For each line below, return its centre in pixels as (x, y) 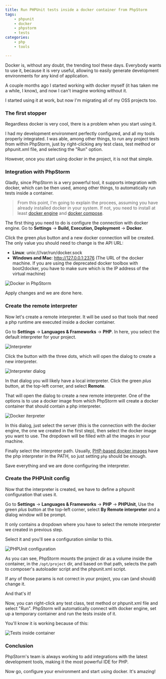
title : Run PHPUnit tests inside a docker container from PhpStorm (76, 10)
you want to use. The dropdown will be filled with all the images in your (78, 436)
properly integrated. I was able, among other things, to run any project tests (82, 138)
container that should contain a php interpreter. (53, 406)
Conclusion (19, 646)
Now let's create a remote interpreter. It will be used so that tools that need (82, 317)
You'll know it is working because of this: (47, 623)
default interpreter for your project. (41, 337)
